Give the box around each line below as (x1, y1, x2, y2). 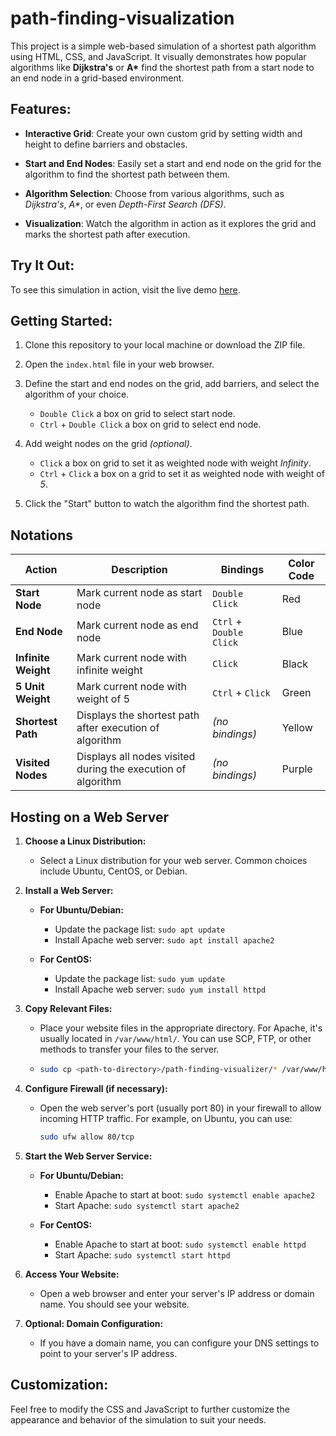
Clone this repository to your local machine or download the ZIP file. (24, 339, 306, 351)
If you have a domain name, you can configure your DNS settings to (39, 1337, 320, 1349)
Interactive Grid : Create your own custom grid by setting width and (24, 127, 303, 139)
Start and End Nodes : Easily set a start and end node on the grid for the (24, 157, 322, 169)
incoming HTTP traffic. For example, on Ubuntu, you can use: (39, 1112, 293, 1124)
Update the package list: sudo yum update (54, 973, 226, 984)
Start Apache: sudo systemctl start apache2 (54, 1199, 240, 1211)
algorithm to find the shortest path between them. (24, 168, 230, 180)
